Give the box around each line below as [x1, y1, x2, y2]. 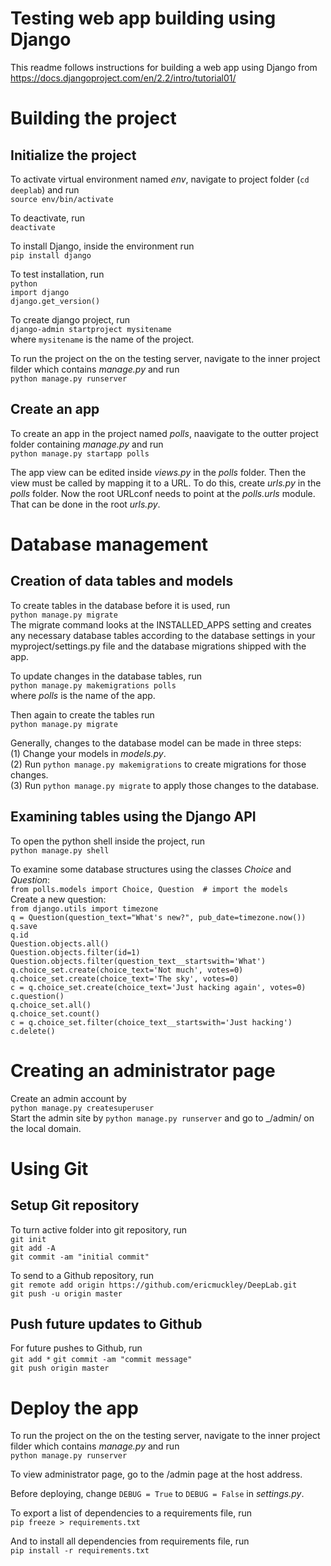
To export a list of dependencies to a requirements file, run [10, 1507, 252, 1519]
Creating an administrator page [10, 1059, 276, 1082]
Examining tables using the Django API [10, 808, 257, 826]
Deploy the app [10, 1397, 139, 1419]
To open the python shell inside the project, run [10, 835, 205, 847]
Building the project [10, 107, 177, 130]
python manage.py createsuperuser [10, 1103, 155, 1113]
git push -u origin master [10, 1288, 123, 1299]
